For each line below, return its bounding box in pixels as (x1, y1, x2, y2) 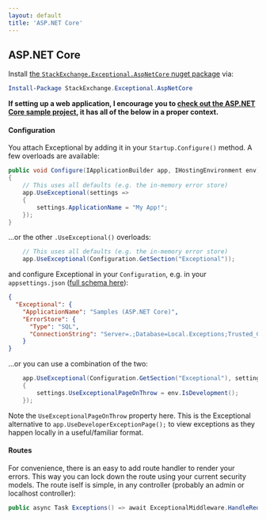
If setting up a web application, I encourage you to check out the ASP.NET (8, 99, 256, 108)
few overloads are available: (8, 151, 101, 161)
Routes (8, 446, 32, 455)
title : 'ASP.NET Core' (8, 19, 83, 27)
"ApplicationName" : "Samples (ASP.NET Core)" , (22, 308, 179, 316)
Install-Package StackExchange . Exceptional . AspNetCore (8, 85, 193, 93)
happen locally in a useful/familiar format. (8, 427, 144, 437)
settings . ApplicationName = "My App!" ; (36, 203, 169, 211)
